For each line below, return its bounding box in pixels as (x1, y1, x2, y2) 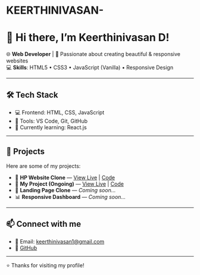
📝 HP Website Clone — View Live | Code (14, 174, 115, 181)
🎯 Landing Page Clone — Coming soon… (14, 186, 116, 193)
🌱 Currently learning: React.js (14, 123, 87, 131)
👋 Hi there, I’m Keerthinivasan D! (6, 31, 170, 45)
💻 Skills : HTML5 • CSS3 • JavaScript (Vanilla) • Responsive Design (6, 64, 174, 71)
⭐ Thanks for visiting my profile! (6, 261, 85, 268)
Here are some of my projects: (6, 162, 81, 170)
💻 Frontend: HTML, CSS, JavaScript (14, 108, 105, 116)
